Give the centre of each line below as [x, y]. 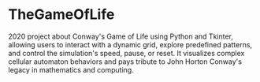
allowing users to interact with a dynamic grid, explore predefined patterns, [130, 44]
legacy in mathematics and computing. [71, 69]
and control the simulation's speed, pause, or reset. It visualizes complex [126, 53]
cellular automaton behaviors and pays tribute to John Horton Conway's [125, 61]
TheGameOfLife [61, 15]
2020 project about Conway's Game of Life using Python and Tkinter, [121, 36]
